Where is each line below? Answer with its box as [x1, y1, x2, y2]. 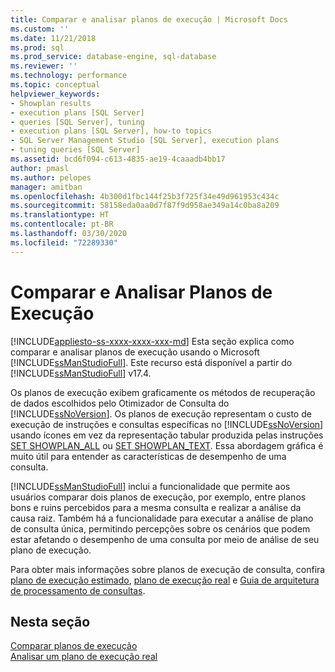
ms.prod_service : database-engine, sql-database [10, 52, 217, 62]
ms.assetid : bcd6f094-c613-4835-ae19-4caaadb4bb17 [10, 154, 226, 164]
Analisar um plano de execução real [10, 651, 158, 663]
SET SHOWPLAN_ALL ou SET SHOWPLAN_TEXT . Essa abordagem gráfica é [10, 439, 324, 451]
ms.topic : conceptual [10, 80, 101, 90]
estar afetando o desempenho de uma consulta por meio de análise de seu [10, 533, 320, 545]
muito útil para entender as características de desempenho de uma [10, 450, 287, 462]
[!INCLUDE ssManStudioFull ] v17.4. [10, 367, 152, 379]
